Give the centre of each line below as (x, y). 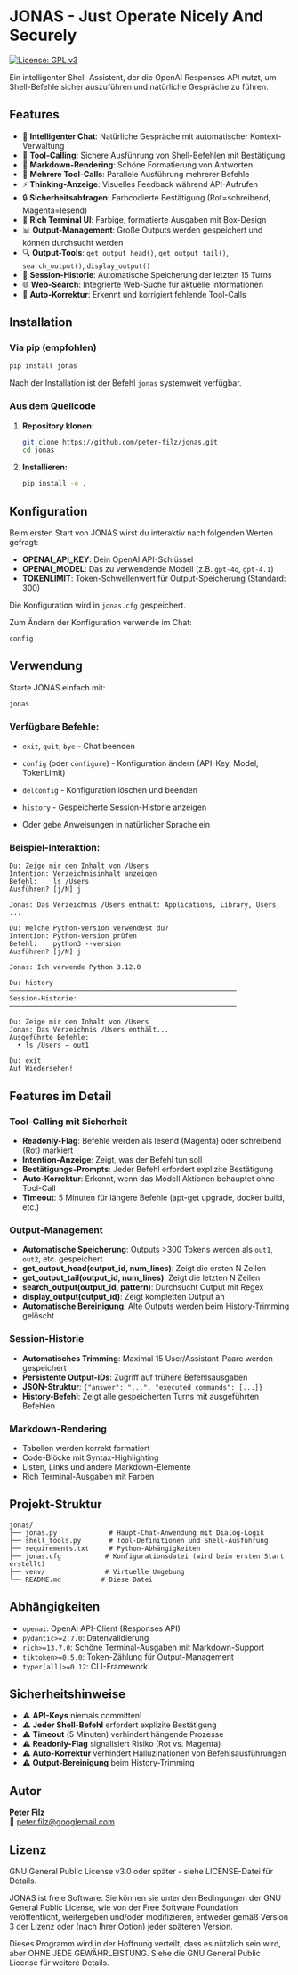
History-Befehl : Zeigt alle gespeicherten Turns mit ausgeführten (141, 1396)
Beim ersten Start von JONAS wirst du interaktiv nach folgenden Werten (141, 533)
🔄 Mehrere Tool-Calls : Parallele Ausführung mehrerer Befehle (136, 174)
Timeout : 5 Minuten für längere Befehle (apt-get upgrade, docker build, (153, 1198)
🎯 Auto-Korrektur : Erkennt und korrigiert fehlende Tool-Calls (134, 294)
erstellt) (28, 1564)
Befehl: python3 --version (65, 944)
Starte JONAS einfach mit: (57, 687)
